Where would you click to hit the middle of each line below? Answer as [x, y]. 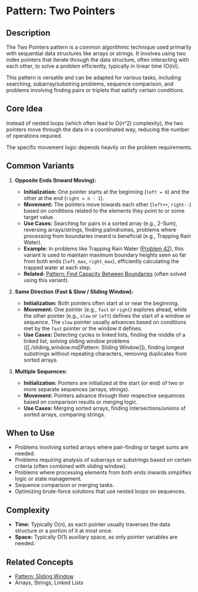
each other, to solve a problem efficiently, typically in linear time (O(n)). [93, 66]
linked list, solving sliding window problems [76, 341]
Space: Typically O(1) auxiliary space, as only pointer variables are [96, 537]
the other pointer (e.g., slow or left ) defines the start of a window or [107, 315]
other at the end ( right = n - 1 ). [64, 198]
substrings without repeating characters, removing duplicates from [105, 353]
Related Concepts [40, 562]
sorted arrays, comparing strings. [64, 414]
